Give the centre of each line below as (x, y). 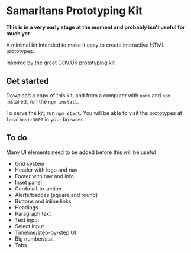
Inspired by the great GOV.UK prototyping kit (61, 63)
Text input (27, 220)
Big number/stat (34, 239)
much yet (18, 33)
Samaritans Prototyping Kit (74, 11)
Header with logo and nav (46, 170)
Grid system (30, 163)
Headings (26, 207)
